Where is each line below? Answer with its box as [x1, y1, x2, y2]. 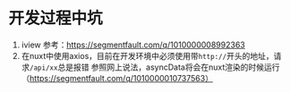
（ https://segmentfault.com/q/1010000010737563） [21, 72, 214, 83]
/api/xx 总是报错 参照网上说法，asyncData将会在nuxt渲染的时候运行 [29, 62, 280, 72]
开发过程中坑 [8, 8, 104, 29]
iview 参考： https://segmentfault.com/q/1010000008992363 [21, 39, 245, 50]
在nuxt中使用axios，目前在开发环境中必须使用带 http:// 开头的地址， [21, 50, 274, 61]
